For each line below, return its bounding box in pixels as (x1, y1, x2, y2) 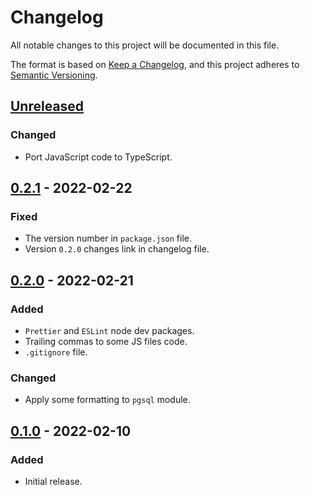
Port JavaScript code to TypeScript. (24, 151, 173, 163)
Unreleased (10, 98, 85, 115)
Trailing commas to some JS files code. (24, 336, 188, 347)
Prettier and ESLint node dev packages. (24, 325, 195, 336)
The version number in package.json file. (24, 232, 192, 245)
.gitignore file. (24, 346, 88, 358)
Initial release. (24, 475, 83, 487)
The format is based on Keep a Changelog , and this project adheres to (10, 58, 300, 70)
